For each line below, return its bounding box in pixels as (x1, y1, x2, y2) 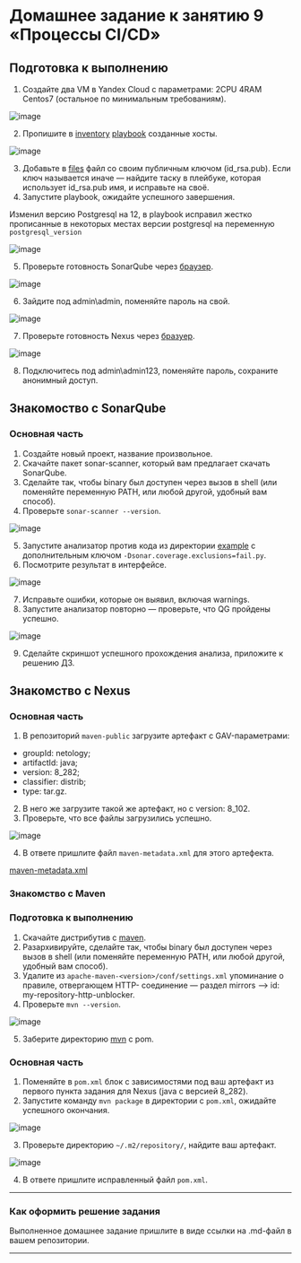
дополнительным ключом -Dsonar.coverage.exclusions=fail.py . (21, 549, 267, 561)
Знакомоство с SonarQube (9, 401, 167, 416)
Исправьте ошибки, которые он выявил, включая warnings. (21, 594, 251, 605)
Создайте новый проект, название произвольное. (21, 448, 213, 458)
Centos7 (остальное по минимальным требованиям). (21, 93, 227, 104)
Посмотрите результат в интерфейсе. (21, 559, 168, 570)
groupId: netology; (21, 748, 91, 759)
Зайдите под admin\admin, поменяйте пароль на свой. (21, 296, 230, 306)
